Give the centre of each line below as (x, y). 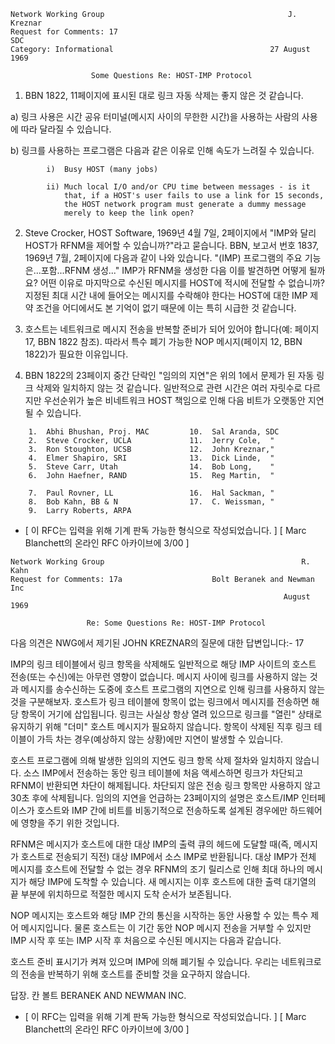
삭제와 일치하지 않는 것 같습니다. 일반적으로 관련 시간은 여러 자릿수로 (169, 388)
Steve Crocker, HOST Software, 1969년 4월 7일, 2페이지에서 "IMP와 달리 (170, 233)
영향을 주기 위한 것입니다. (70, 823)
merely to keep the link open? (129, 213)
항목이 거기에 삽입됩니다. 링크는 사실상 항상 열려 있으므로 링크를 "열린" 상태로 (171, 714)
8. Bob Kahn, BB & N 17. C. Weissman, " (151, 502)
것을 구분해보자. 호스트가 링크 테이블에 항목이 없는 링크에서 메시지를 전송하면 (160, 701)
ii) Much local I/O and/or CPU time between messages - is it (178, 187)
